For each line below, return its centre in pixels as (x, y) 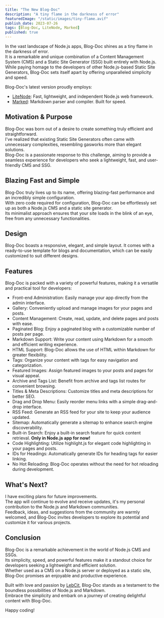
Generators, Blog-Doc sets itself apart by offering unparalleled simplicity (78, 72)
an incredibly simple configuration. (40, 197)
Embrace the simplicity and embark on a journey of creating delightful (75, 595)
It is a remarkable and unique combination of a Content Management (74, 57)
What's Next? (26, 485)
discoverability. (27, 428)
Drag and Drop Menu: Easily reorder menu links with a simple (74, 402)
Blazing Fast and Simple (42, 181)
